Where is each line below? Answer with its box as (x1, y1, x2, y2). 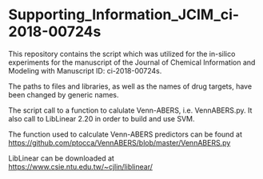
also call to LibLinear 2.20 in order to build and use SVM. (8, 113, 195, 123)
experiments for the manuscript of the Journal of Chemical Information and (8, 58, 256, 67)
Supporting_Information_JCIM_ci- (8, 6, 240, 24)
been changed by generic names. (8, 89, 119, 99)
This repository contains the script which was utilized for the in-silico (8, 49, 236, 58)
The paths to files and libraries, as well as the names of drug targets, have (8, 82, 253, 91)
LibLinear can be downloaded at (8, 153, 114, 163)
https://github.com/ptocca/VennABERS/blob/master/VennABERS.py (8, 137, 231, 147)
